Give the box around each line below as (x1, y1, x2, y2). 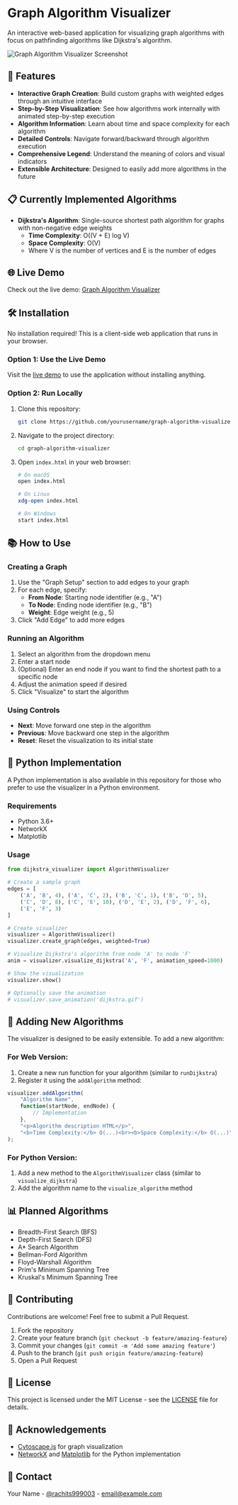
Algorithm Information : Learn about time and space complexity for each (17, 119, 230, 128)
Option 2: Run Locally (7, 388, 83, 398)
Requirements (7, 800, 57, 810)
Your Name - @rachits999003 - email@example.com (7, 1489, 163, 1498)
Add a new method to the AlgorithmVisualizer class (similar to (17, 1169, 201, 1177)
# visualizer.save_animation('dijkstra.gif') (7, 996, 144, 1003)
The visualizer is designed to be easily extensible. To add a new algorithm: (7, 1035, 225, 1043)
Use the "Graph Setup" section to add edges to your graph (17, 578, 189, 587)
